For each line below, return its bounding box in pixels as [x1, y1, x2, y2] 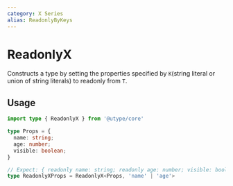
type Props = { [7, 128, 51, 135]
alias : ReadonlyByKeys [7, 17, 73, 24]
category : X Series [7, 10, 64, 17]
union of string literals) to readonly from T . [7, 77, 128, 85]
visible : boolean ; [13, 147, 67, 154]
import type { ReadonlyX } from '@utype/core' [7, 115, 144, 122]
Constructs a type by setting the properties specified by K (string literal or [7, 69, 216, 78]
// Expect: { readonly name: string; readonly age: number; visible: [7, 166, 213, 174]
